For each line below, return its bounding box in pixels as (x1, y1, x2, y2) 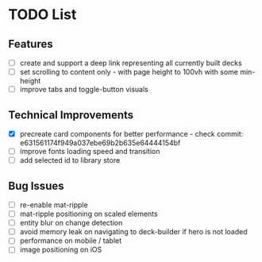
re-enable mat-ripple (19, 200, 89, 210)
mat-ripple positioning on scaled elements (19, 209, 158, 219)
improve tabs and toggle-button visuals (19, 85, 148, 94)
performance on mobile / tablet (19, 236, 122, 245)
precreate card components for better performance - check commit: (19, 129, 244, 138)
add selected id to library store (19, 156, 121, 165)
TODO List (8, 6, 77, 24)
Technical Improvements (8, 108, 134, 121)
